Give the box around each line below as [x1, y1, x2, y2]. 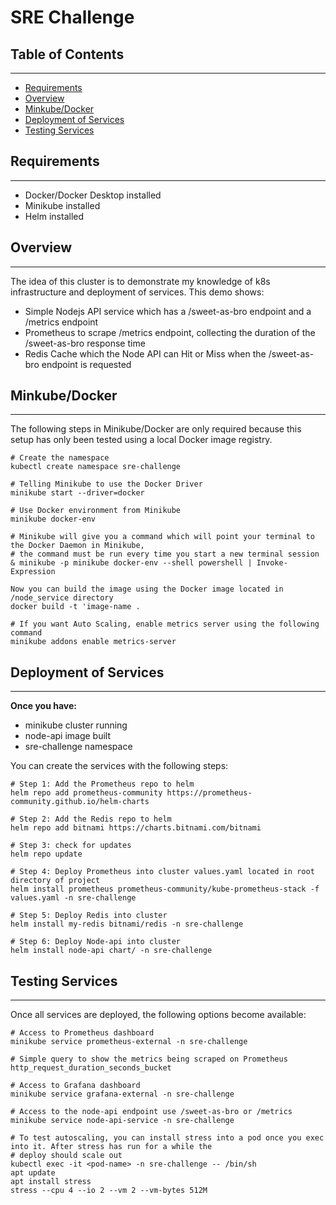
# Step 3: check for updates [10, 841, 132, 851]
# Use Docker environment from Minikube [10, 506, 182, 516]
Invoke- [256, 558, 288, 568]
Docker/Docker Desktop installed [24, 189, 162, 201]
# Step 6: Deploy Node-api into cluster [10, 937, 182, 947]
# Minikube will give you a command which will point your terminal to [10, 532, 315, 542]
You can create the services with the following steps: [10, 760, 229, 772]
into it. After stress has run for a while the [10, 1142, 213, 1152]
